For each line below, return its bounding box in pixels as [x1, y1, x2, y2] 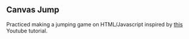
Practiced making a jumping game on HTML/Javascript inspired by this [6, 20, 183, 28]
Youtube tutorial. [6, 27, 48, 34]
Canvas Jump [6, 5, 59, 15]
